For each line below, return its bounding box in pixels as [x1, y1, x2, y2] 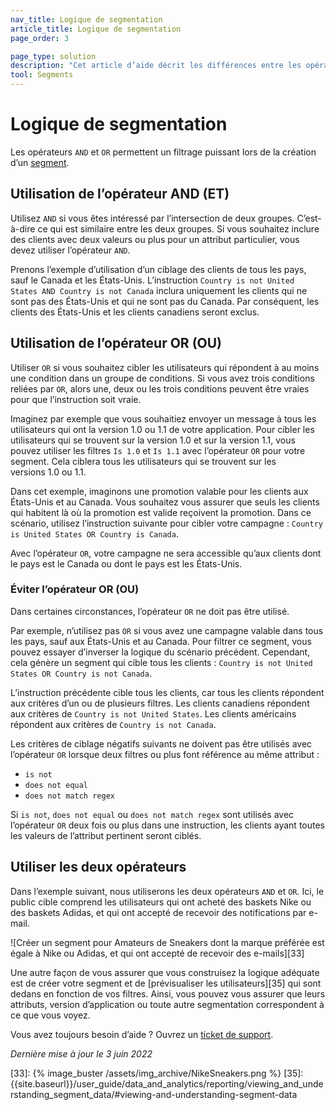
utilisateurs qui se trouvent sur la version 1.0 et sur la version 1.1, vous [10, 434, 296, 446]
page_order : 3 [10, 33, 70, 43]
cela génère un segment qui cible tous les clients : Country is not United [10, 656, 313, 668]
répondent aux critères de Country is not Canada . [10, 718, 217, 730]
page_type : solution [10, 51, 97, 61]
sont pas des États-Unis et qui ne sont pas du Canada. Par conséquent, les [10, 295, 320, 307]
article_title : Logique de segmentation [10, 24, 182, 34]
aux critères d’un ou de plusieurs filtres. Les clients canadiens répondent [10, 697, 310, 709]
